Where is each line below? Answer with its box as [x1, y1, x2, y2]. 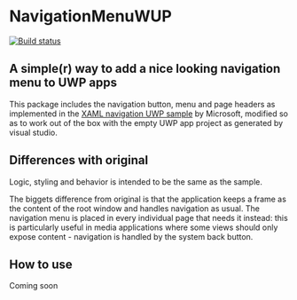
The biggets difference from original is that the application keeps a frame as [9, 193, 286, 204]
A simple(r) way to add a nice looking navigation [9, 61, 281, 76]
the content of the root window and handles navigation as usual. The [9, 202, 260, 214]
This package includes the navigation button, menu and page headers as [9, 99, 276, 109]
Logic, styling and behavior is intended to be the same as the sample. [9, 176, 263, 187]
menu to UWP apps [9, 75, 118, 91]
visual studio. [9, 127, 58, 138]
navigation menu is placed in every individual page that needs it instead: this [9, 212, 288, 223]
